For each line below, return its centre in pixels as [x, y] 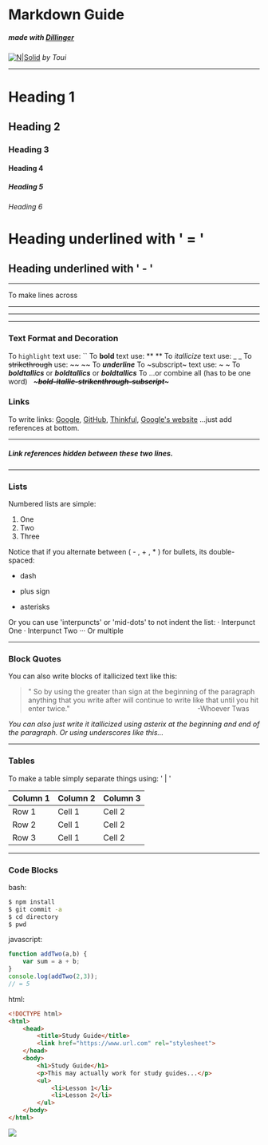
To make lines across [43, 295]
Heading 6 [26, 207]
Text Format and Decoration [63, 339]
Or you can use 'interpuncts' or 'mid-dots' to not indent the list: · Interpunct [132, 622]
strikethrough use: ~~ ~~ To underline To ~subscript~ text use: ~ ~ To [124, 364]
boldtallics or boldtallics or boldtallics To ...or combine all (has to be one [130, 372]
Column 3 [122, 798]
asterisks [35, 607]
